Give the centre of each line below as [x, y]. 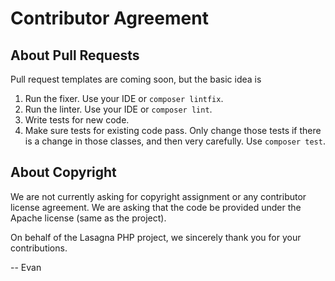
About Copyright [63, 172]
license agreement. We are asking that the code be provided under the [156, 207]
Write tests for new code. [77, 120]
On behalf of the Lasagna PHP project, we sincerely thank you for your [156, 237]
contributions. [39, 248]
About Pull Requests [75, 55]
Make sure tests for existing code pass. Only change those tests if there [173, 130]
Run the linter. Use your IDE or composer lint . [118, 109]
